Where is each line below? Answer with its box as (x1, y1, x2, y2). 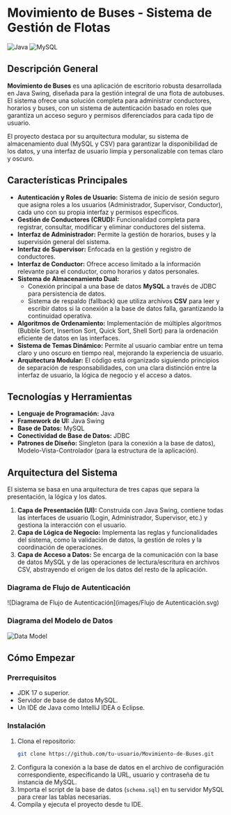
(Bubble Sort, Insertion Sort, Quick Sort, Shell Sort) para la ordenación (17, 326, 218, 335)
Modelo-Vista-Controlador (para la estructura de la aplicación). (17, 446, 198, 455)
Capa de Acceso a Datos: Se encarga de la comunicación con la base (17, 551, 218, 559)
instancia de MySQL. (17, 777, 77, 786)
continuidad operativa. (27, 312, 93, 320)
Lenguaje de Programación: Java (17, 409, 115, 418)
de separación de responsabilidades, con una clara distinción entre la (17, 363, 217, 372)
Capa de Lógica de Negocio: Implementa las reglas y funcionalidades (17, 528, 218, 537)
